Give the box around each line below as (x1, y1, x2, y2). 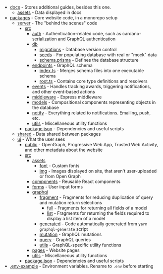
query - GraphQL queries (39, 237, 91, 243)
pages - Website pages (32, 247, 80, 253)
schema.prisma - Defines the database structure (39, 57, 139, 63)
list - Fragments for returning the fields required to (47, 210, 150, 216)
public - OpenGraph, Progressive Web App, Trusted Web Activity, (24, 142, 159, 147)
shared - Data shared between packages (17, 131, 101, 137)
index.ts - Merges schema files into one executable (39, 68, 144, 74)
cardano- (122, 31, 142, 36)
